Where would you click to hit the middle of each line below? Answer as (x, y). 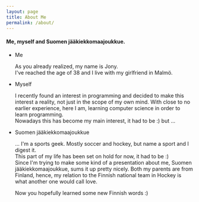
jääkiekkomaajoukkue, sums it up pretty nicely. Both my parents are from (104, 169)
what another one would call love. (56, 181)
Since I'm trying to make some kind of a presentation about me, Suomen (103, 162)
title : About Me (26, 17)
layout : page (22, 12)
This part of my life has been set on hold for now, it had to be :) (92, 156)
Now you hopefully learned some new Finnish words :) (81, 193)
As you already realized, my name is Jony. (66, 66)
